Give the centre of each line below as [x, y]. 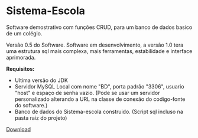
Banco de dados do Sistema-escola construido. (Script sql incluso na [99, 111]
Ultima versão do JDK [41, 80]
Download [19, 129]
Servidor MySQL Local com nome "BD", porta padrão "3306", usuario [99, 86]
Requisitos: [20, 68]
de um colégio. [24, 33]
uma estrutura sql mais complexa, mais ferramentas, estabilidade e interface [99, 51]
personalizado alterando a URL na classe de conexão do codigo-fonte [100, 99]
